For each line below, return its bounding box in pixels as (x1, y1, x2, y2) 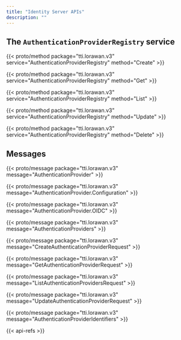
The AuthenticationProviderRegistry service (6, 37, 176, 47)
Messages (6, 149, 46, 159)
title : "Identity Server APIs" (6, 8, 85, 15)
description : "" (6, 14, 47, 20)
